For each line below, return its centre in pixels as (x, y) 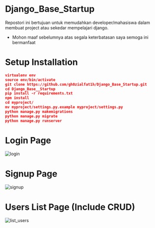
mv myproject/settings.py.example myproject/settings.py (64, 107)
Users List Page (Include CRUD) (70, 207)
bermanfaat (24, 42)
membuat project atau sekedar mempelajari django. (57, 27)
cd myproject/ (19, 103)
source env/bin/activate (30, 80)
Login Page (28, 140)
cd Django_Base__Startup (30, 89)
